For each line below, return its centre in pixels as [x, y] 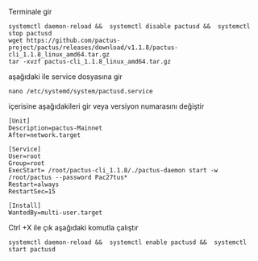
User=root [25, 156]
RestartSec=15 [32, 192]
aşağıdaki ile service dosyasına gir [65, 77]
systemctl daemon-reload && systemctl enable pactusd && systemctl [128, 242]
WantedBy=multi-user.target [56, 213]
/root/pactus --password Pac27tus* [68, 177]
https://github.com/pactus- [73, 40]
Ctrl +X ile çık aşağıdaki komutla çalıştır [73, 228]
